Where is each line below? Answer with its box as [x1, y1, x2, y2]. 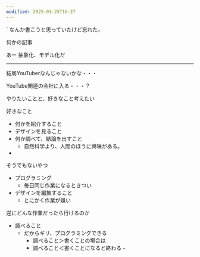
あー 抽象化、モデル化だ [6, 51, 65, 58]
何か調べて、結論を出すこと [14, 135, 83, 142]
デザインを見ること [14, 128, 62, 135]
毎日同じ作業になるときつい [23, 181, 92, 188]
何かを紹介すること [14, 120, 62, 127]
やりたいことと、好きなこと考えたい [6, 95, 95, 102]
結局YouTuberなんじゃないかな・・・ [6, 69, 98, 76]
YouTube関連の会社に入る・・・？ [6, 82, 90, 89]
